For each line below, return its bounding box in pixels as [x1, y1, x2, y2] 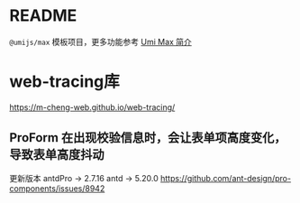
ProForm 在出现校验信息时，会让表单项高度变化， [9, 130, 286, 145]
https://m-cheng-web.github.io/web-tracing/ [9, 101, 176, 113]
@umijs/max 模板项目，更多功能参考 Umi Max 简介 [9, 36, 192, 47]
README [9, 5, 77, 26]
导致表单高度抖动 [9, 147, 105, 162]
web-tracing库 [9, 71, 120, 92]
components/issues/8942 [9, 182, 105, 194]
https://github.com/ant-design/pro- [160, 172, 291, 183]
